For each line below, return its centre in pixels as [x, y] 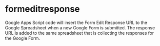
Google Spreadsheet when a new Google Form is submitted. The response [80, 27]
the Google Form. [23, 38]
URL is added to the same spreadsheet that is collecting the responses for [80, 33]
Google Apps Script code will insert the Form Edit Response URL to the [76, 23]
